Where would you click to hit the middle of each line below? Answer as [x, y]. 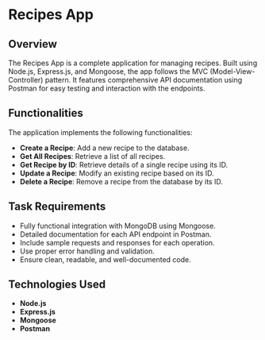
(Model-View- [232, 71]
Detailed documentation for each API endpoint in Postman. [115, 234]
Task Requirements [57, 207]
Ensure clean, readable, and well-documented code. [106, 259]
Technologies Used [57, 285]
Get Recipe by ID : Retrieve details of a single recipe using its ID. [124, 164]
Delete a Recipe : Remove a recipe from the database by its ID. [121, 181]
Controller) [26, 80]
